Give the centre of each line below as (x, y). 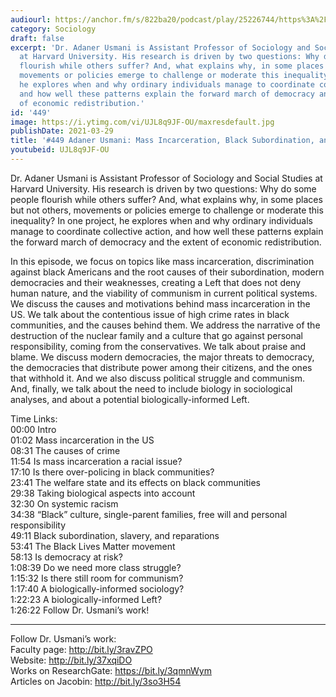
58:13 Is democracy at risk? (66, 557)
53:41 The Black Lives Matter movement (93, 546)
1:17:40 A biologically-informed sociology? (97, 588)
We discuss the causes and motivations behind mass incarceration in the (160, 303)
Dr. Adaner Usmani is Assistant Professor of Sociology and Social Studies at (166, 178)
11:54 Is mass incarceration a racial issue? (96, 461)
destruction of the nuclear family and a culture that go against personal (157, 335)
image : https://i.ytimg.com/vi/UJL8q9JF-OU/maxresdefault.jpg (142, 122)
